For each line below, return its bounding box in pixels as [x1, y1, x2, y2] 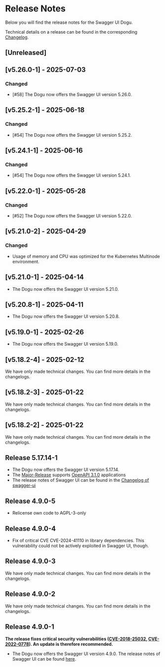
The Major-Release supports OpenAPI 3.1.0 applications [12, 472, 126, 478]
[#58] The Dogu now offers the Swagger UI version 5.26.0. [12, 92, 132, 98]
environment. [12, 258, 40, 264]
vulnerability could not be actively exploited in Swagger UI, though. [12, 543, 149, 549]
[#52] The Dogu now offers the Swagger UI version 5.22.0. [12, 213, 132, 219]
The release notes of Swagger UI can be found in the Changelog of [12, 477, 149, 483]
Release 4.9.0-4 [5, 524, 56, 533]
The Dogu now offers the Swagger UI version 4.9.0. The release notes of [12, 651, 161, 657]
